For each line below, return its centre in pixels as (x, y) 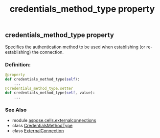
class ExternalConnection (38, 131)
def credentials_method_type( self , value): (50, 93)
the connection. (48, 52)
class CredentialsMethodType (42, 126)
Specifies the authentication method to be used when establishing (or (75, 47)
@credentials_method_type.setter (39, 88)
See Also (16, 110)
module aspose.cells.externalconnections (54, 120)
